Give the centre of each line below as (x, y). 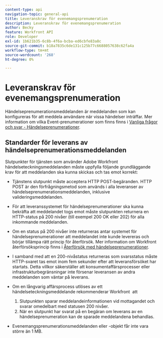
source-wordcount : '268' (30, 55)
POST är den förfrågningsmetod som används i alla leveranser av (78, 187)
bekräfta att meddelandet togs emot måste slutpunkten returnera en (80, 212)
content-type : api (24, 9)
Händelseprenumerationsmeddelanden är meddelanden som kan (70, 112)
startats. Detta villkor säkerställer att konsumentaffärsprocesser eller (81, 267)
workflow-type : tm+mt (27, 50)
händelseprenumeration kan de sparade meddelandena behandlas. (87, 317)
